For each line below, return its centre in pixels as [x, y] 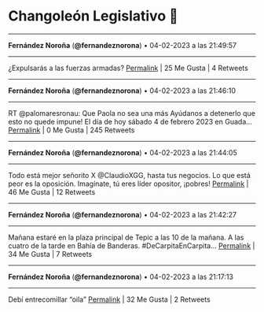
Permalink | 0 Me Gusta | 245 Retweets [71, 130]
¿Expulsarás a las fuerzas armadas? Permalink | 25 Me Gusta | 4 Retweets [128, 68]
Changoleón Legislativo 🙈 [93, 16]
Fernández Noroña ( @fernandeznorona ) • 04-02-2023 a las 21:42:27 [123, 214]
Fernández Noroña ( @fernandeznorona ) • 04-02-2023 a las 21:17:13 [121, 277]
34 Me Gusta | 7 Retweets [50, 254]
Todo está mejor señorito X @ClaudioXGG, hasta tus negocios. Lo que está [130, 175]
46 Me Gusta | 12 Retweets [52, 191]
